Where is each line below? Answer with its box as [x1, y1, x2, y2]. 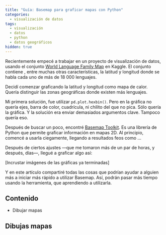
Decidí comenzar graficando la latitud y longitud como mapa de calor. [5, 83, 148, 90]
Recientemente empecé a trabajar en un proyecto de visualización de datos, [5, 58, 161, 64]
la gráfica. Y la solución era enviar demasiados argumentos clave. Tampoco [5, 109, 160, 115]
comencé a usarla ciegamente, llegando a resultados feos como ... [5, 135, 142, 141]
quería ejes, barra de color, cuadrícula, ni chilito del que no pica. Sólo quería [5, 104, 162, 110]
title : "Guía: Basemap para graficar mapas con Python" [5, 7, 123, 12]
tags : [5, 21, 16, 26]
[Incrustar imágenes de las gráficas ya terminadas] [5, 159, 110, 165]
